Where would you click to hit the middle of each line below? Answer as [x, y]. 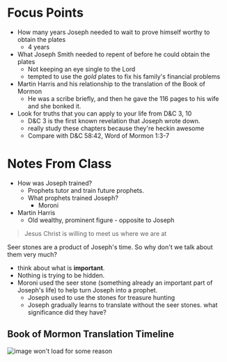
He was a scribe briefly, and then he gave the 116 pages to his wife [123, 98]
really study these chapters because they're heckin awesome [116, 128]
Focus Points [45, 13]
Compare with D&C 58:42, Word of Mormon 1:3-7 [99, 135]
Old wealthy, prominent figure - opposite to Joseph [101, 220]
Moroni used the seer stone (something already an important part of [115, 283]
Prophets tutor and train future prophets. [86, 190]
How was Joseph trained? [55, 183]
